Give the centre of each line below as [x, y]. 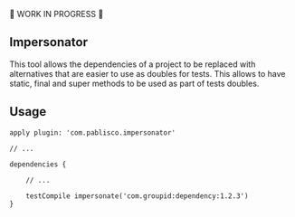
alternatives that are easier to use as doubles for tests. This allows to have [147, 73]
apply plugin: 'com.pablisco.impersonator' [93, 132]
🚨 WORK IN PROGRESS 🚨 [57, 14]
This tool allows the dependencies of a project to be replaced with [133, 64]
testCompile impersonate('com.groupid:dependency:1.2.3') [137, 196]
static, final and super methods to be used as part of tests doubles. [134, 83]
